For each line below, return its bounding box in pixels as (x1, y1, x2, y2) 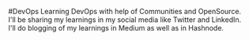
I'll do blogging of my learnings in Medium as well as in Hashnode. (8, 24, 224, 32)
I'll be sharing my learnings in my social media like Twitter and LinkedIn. (8, 15, 242, 24)
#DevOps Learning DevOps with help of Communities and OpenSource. (8, 7, 242, 16)
